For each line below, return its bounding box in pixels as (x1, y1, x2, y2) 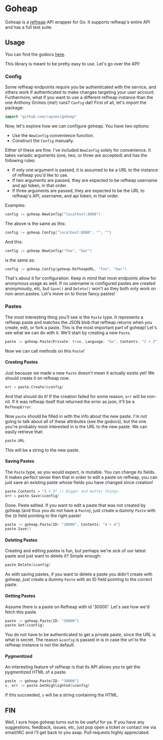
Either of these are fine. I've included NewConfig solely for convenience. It (5, 147, 151, 153)
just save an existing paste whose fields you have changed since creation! (5, 479, 154, 485)
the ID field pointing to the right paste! (5, 513, 81, 519)
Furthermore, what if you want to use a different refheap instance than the (5, 95, 153, 100)
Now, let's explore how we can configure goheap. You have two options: (5, 123, 150, 129)
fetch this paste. (5, 609, 37, 615)
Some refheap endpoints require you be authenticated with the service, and (5, 84, 157, 90)
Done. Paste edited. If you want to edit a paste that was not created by (5, 502, 146, 508)
